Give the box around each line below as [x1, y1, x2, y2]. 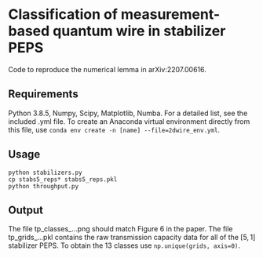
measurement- [120, 5, 221, 24]
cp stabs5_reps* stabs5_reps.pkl [8, 175, 118, 184]
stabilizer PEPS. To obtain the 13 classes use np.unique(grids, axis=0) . [8, 241, 241, 250]
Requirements [8, 88, 79, 101]
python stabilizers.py [8, 169, 82, 176]
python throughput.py [8, 182, 79, 190]
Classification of [8, 5, 118, 24]
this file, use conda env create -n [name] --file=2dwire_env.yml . [8, 125, 221, 134]
